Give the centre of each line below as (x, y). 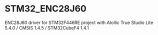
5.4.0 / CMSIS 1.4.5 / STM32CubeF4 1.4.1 (47, 27)
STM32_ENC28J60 (46, 9)
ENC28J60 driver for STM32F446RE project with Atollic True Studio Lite (79, 22)
